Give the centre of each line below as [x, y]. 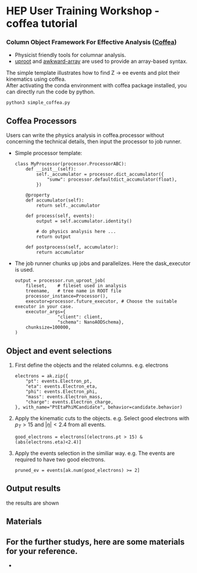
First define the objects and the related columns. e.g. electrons [91, 365]
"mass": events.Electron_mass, [64, 397]
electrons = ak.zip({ [41, 376]
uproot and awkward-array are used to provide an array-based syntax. [101, 61]
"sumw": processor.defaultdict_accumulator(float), [112, 180]
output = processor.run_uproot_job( [60, 281]
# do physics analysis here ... [76, 232]
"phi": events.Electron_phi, [62, 392]
